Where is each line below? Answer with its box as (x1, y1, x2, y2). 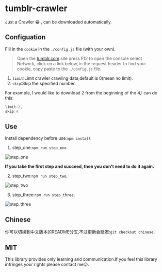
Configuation (5, 33, 46, 41)
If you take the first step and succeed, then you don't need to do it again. (5, 163, 154, 169)
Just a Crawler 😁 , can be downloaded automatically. (5, 19, 112, 25)
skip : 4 (5, 109, 18, 114)
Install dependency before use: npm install (5, 135, 91, 141)
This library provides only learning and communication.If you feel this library (5, 256, 158, 262)
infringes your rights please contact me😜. (5, 261, 90, 267)
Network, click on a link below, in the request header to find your (16, 60, 146, 66)
